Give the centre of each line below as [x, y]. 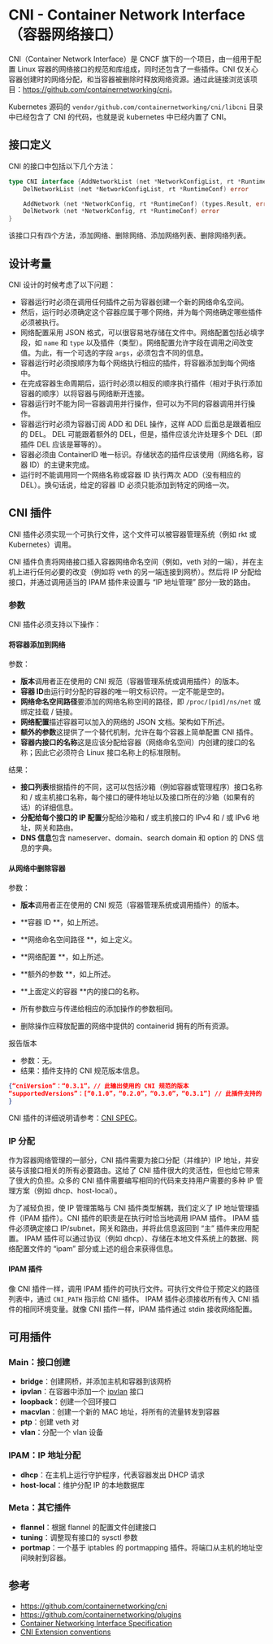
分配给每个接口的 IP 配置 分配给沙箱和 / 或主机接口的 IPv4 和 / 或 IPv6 [135, 818]
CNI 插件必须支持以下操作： [55, 625]
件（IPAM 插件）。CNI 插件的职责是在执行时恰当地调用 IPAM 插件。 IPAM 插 [134, 1219]
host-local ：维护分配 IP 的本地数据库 [82, 1485]
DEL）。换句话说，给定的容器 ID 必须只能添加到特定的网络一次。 [127, 485]
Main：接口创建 [39, 1362]
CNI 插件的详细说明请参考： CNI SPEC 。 [75, 1118]
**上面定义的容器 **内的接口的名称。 [82, 992]
